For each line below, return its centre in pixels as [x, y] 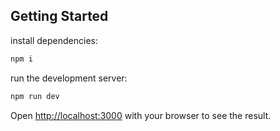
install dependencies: [54, 40]
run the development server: [69, 78]
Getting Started [59, 16]
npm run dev [35, 96]
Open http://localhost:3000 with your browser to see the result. [141, 115]
